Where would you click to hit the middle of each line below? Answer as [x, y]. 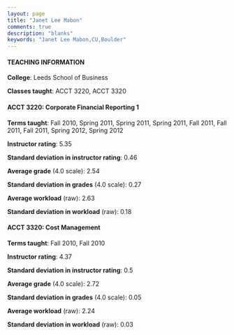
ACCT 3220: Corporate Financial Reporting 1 [73, 107]
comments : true [29, 27]
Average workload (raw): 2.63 [51, 198]
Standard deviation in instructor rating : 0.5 [70, 270]
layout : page [26, 14]
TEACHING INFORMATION [46, 62]
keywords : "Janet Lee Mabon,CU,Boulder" [67, 40]
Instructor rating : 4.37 [39, 257]
